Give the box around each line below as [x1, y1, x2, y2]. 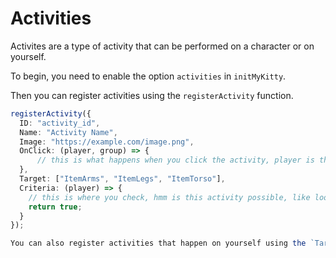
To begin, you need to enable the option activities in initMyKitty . [10, 70, 287, 82]
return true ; [28, 202, 83, 212]
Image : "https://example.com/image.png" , [19, 137, 195, 147]
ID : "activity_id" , [19, 118, 101, 128]
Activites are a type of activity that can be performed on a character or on [10, 40, 315, 52]
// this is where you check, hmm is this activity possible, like [28, 192, 311, 202]
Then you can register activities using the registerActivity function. [10, 89, 294, 101]
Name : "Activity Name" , [19, 127, 118, 137]
